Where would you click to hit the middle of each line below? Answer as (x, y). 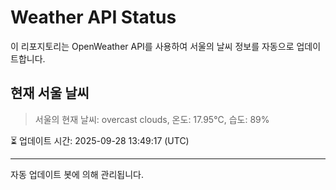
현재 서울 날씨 (50, 93)
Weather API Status (93, 17)
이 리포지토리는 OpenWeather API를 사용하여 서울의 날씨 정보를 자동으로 (152, 46)
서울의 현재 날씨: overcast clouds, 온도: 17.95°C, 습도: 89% (152, 119)
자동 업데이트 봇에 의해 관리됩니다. (77, 174)
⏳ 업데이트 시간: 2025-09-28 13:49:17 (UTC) (100, 140)
